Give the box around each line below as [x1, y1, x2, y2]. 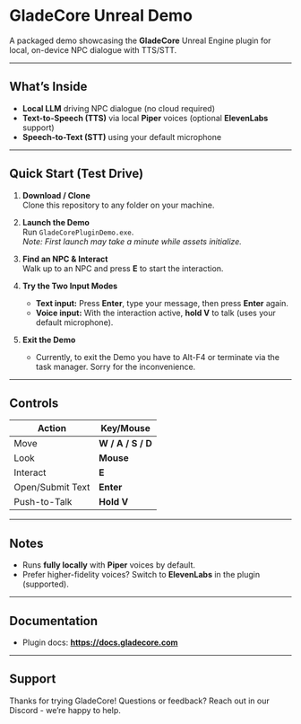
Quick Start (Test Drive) [9, 166, 144, 181]
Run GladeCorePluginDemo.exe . [21, 226, 134, 237]
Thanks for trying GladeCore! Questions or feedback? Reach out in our [9, 695, 271, 706]
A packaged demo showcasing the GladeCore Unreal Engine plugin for [9, 35, 271, 46]
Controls [9, 395, 59, 411]
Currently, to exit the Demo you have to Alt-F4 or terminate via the [35, 351, 280, 362]
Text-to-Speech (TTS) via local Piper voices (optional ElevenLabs [21, 112, 269, 123]
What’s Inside [9, 79, 88, 94]
